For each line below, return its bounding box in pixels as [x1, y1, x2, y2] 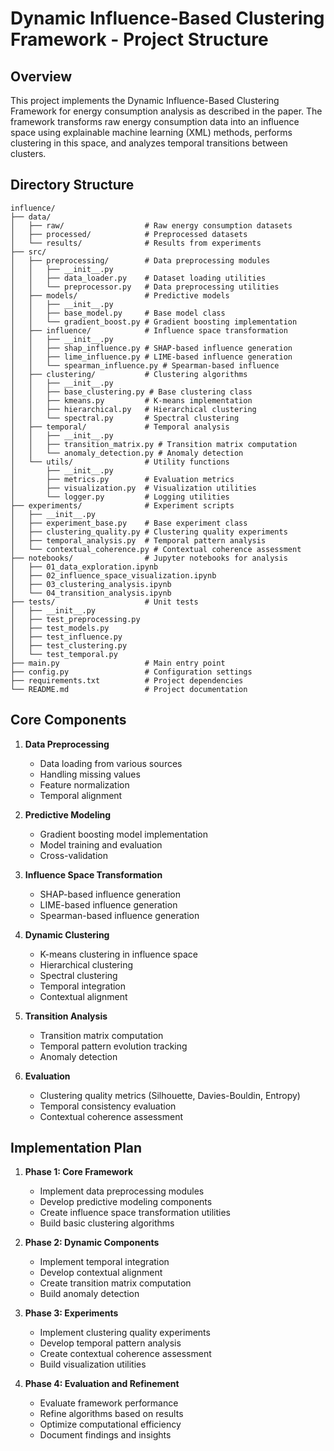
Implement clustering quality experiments [39, 1327, 211, 1339]
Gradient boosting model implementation [39, 828, 208, 840]
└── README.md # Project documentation [10, 684, 248, 694]
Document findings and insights [39, 1429, 172, 1441]
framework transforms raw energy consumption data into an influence [10, 116, 300, 127]
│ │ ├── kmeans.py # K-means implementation [10, 395, 253, 406]
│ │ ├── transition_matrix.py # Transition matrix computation [10, 439, 298, 449]
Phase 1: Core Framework [24, 1166, 134, 1178]
